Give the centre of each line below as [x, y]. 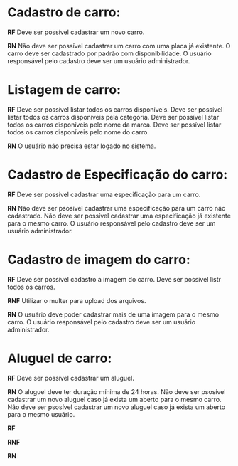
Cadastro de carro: [64, 12]
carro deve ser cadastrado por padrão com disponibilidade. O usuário [109, 53]
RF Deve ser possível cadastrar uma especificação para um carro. [104, 194]
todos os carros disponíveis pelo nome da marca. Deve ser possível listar [114, 125]
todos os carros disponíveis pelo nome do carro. [78, 132]
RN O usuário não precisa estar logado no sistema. [82, 146]
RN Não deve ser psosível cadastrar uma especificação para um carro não [117, 208]
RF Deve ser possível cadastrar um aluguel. [71, 378]
